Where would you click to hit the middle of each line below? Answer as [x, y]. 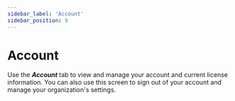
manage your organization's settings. [62, 90]
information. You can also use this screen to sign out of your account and [115, 83]
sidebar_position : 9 [38, 20]
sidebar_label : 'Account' [45, 14]
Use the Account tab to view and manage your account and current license [118, 75]
